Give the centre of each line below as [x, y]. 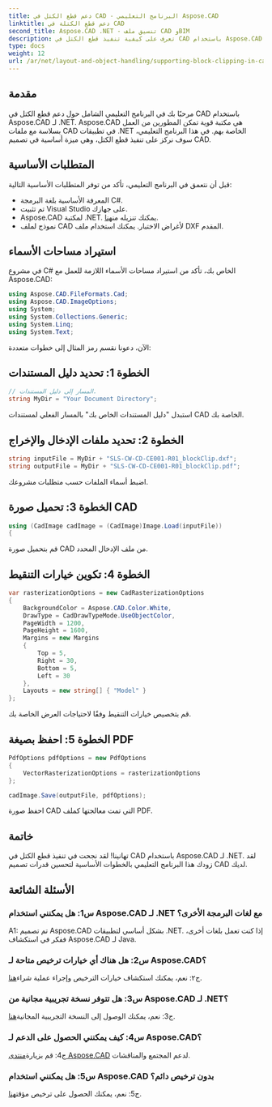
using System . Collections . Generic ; [68, 317]
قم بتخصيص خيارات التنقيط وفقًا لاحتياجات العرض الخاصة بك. [100, 714]
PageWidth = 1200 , [54, 623]
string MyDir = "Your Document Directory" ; [83, 399]
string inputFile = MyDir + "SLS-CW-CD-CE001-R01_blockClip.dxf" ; [123, 459]
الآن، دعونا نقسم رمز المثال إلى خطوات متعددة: [80, 347]
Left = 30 [54, 676]
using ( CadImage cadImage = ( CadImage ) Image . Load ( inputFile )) [115, 526]
